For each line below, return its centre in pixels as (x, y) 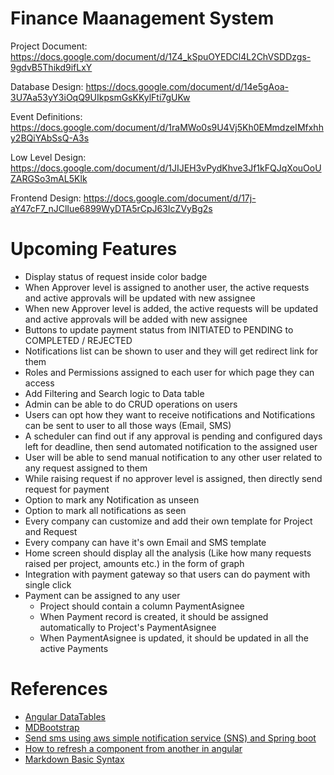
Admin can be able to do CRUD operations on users (131, 404)
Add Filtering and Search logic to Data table (114, 393)
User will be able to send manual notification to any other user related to (173, 457)
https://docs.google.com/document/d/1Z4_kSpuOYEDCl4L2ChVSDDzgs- (161, 56)
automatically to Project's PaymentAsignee (128, 627)
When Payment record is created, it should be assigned (154, 616)
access (39, 383)
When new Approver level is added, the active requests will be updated (171, 308)
